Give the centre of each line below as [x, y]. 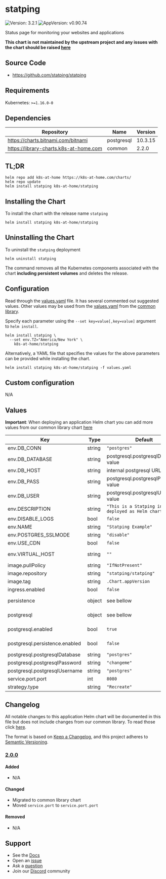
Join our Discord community [41, 871]
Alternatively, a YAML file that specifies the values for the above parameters [82, 353]
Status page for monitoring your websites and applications [65, 32]
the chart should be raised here [38, 47]
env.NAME [20, 527]
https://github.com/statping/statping [49, 75]
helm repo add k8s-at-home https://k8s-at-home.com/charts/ [68, 178]
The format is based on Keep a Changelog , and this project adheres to [77, 737]
